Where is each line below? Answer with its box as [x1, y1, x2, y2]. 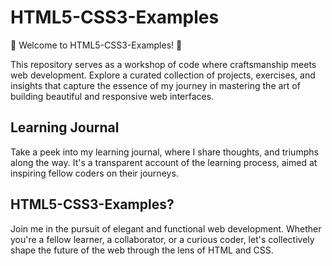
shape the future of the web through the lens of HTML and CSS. [10, 244, 274, 256]
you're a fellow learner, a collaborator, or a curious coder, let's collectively [10, 233, 315, 245]
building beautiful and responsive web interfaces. [10, 90, 215, 102]
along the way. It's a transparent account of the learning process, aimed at [10, 156, 318, 168]
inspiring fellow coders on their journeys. [10, 167, 179, 179]
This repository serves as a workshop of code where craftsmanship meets [10, 58, 317, 70]
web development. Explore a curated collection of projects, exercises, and [10, 69, 316, 81]
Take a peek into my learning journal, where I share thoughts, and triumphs [10, 146, 319, 158]
